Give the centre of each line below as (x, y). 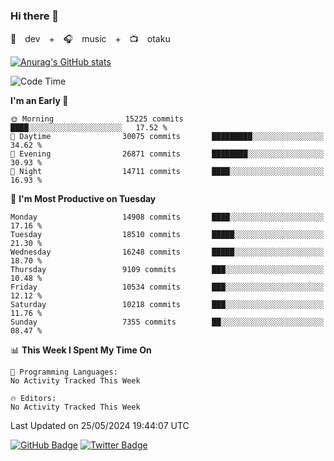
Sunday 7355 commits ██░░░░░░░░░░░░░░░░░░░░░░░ (167, 322)
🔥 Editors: (33, 399)
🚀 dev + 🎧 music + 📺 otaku (90, 39)
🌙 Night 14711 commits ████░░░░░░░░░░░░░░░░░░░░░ (167, 172)
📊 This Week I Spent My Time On (81, 350)
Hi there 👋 (35, 16)
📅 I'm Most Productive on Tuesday (83, 199)
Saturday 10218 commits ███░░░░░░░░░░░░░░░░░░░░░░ (167, 305)
